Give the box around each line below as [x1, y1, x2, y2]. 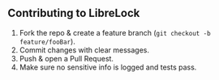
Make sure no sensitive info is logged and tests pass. [19, 62, 197, 72]
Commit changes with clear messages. [19, 44, 149, 55]
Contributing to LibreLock [7, 6, 140, 20]
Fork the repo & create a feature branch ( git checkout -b [19, 27, 212, 37]
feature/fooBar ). [19, 36, 76, 46]
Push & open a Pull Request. [19, 53, 114, 63]
